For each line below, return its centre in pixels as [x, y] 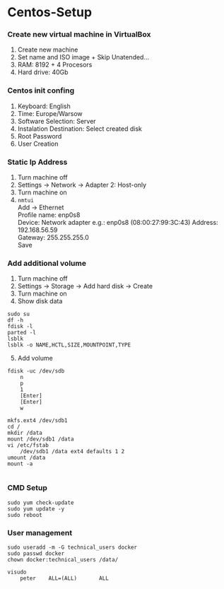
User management [40, 532]
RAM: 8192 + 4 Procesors [55, 65]
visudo [17, 572]
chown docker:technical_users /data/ [63, 559]
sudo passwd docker [36, 553]
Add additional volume [47, 263]
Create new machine [48, 49]
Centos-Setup [50, 12]
